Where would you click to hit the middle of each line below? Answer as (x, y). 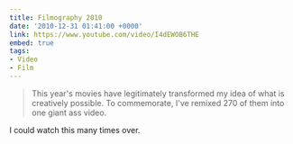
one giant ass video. (69, 112)
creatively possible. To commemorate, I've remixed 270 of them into (158, 103)
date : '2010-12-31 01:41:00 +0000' (76, 26)
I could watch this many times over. (75, 130)
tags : (19, 51)
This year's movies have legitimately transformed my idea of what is (158, 93)
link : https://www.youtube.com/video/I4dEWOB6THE (105, 34)
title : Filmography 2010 (56, 18)
